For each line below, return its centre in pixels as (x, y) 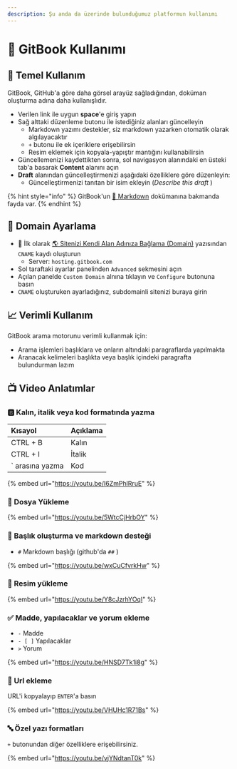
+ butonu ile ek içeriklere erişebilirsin (82, 144)
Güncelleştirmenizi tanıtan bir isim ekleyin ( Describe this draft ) (120, 182)
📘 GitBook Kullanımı (67, 49)
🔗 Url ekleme (30, 681)
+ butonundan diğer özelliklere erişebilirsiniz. (73, 744)
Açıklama (87, 430)
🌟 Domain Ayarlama (52, 226)
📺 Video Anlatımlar (51, 388)
